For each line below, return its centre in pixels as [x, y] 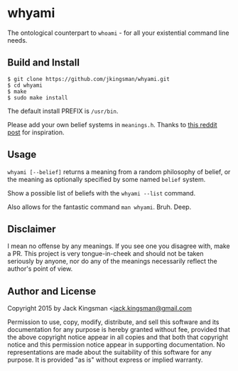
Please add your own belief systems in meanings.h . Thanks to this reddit [113, 124]
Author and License [52, 291]
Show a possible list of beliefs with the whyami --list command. [102, 193]
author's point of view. [40, 269]
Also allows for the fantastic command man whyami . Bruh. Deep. [99, 207]
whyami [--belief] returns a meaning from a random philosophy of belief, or [119, 171]
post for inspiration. [36, 132]
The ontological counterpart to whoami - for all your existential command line [118, 33]
